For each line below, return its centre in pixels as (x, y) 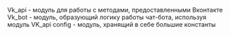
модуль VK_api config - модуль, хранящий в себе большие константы (111, 24)
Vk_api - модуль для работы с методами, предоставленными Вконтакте (115, 10)
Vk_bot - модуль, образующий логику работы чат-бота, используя (107, 17)
